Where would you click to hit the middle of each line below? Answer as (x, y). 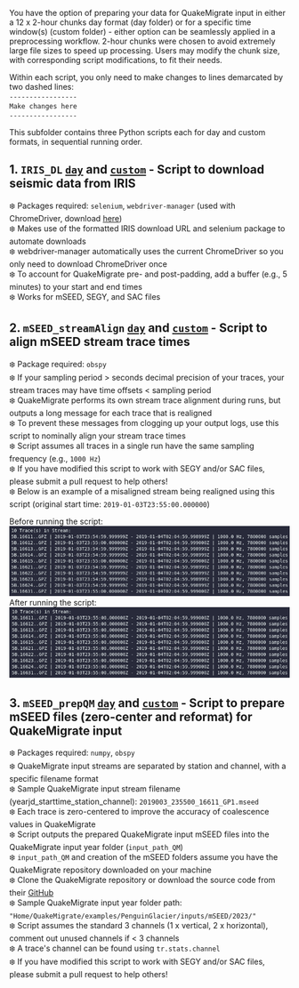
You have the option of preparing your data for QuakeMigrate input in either (148, 13)
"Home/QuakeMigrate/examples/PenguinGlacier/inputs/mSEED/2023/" (133, 916)
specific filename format (54, 779)
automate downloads (48, 241)
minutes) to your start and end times (76, 286)
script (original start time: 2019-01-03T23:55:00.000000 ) (110, 504)
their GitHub (32, 893)
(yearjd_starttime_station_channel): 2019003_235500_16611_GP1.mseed (134, 802)
